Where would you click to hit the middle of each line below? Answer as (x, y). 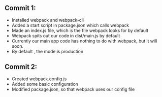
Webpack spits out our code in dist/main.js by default (66, 35)
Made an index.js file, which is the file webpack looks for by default (80, 30)
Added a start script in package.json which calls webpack (70, 25)
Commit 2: (21, 67)
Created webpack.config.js (39, 79)
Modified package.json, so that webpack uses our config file (73, 89)
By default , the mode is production (48, 51)
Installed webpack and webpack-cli (48, 20)
